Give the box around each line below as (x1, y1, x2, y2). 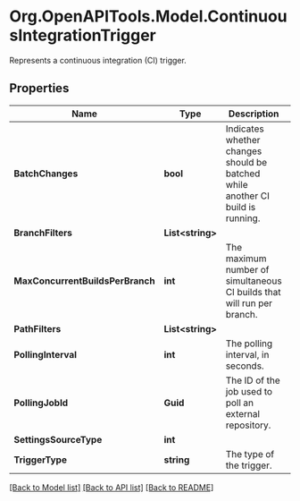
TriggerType (13, 454, 67, 466)
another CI (225, 190, 270, 202)
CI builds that (225, 285, 281, 298)
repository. (225, 419, 271, 431)
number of (225, 263, 270, 276)
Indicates (225, 123, 265, 135)
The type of (225, 447, 275, 460)
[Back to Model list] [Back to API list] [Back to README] (9, 481, 214, 493)
